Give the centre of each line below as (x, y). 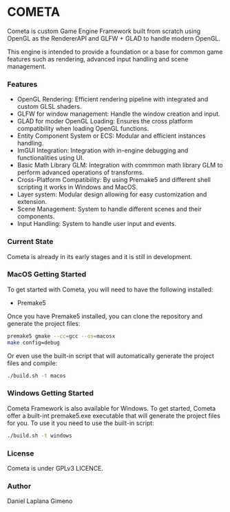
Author (19, 486)
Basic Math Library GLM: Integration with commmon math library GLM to (120, 165)
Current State (30, 242)
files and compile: (32, 363)
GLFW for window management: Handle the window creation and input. (118, 114)
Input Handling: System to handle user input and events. (97, 224)
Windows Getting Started (51, 393)
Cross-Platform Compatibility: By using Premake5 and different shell (114, 180)
